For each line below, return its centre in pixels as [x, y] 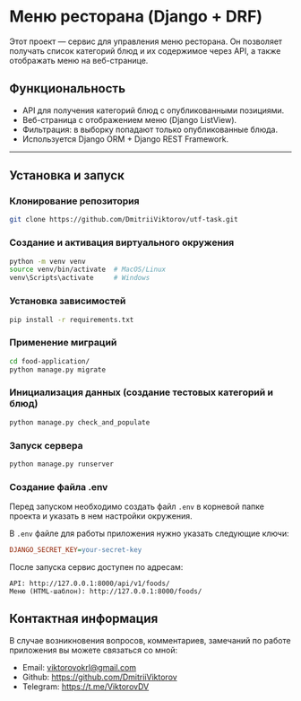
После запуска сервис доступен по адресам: [96, 566]
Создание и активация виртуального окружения [122, 242]
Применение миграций [63, 343]
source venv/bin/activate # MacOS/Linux [88, 270]
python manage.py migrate [57, 370]
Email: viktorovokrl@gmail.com [79, 667]
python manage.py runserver [62, 464]
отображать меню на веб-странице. [79, 60]
